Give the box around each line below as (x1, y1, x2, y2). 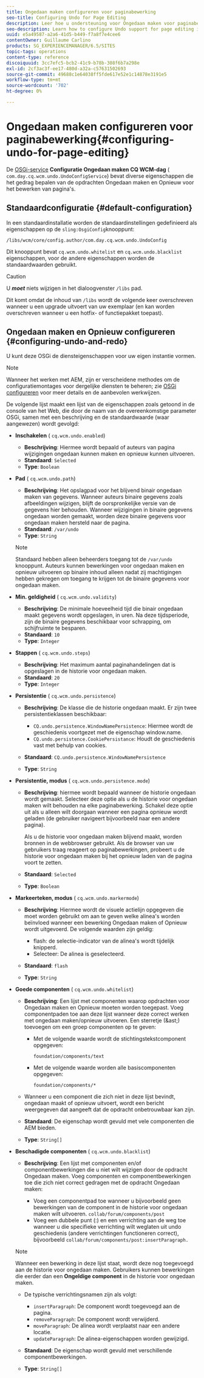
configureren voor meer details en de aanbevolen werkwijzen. (6, 389, 161, 396)
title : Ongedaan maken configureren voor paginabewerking (6, 9, 156, 15)
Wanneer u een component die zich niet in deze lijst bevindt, (24, 1093, 176, 1100)
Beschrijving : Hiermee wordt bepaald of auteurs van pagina (24, 444, 175, 451)
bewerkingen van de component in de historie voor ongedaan (33, 1204, 188, 1211)
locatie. (33, 1329, 52, 1336)
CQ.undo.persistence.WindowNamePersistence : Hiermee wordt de (33, 722, 193, 729)
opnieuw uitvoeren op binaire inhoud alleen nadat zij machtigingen (15, 569, 182, 576)
